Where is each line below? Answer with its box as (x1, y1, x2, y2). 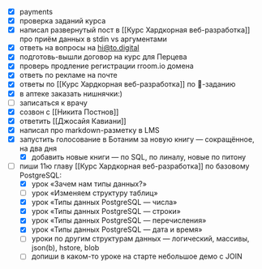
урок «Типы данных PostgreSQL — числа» (31, 198, 178, 207)
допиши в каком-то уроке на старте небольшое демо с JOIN (31, 251, 243, 262)
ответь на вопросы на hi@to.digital (19, 43, 140, 53)
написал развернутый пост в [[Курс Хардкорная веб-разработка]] (19, 25, 251, 35)
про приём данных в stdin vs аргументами (19, 34, 167, 44)
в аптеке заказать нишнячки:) (19, 88, 123, 98)
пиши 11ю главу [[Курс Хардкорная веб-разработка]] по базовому (19, 161, 250, 171)
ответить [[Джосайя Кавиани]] (19, 116, 127, 126)
